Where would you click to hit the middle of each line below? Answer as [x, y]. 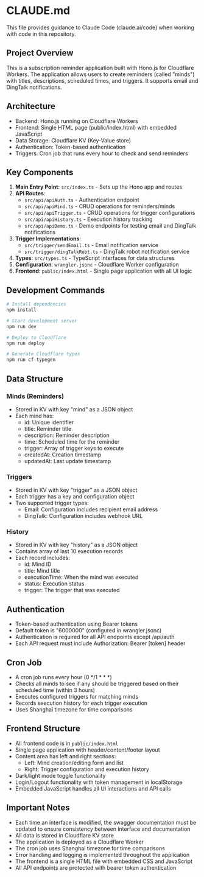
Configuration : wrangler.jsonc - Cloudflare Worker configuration [97, 265]
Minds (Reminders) [35, 396]
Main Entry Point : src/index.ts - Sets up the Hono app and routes [99, 187]
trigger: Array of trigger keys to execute [74, 448]
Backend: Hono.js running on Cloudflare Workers [76, 121]
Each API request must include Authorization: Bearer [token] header [100, 643]
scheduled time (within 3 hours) [55, 690]
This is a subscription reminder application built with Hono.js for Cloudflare [100, 68]
